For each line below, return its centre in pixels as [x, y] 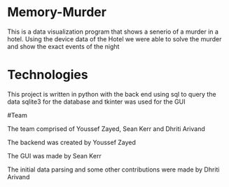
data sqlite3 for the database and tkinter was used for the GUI [96, 102]
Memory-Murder [57, 12]
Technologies [48, 75]
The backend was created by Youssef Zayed [72, 142]
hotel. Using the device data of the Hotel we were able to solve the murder [114, 39]
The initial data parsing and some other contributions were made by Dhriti [113, 169]
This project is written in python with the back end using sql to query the [112, 94]
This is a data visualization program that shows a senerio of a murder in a [113, 32]
